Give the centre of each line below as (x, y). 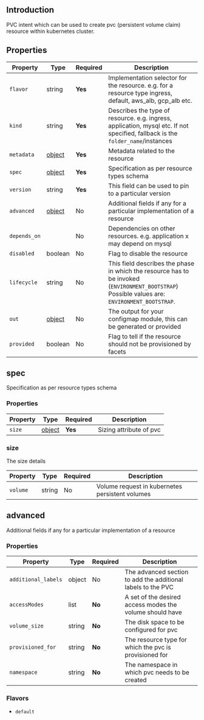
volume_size (27, 626)
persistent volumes (124, 494)
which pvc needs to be (157, 673)
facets (117, 351)
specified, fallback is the (143, 133)
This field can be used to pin (149, 186)
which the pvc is (148, 648)
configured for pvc (151, 630)
